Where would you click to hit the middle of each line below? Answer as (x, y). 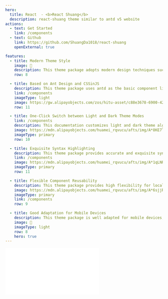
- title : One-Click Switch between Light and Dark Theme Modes (77, 116)
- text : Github (25, 38)
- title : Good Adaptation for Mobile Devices (58, 213)
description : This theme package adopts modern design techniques (85, 70)
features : (15, 56)
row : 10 (22, 139)
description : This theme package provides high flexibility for (82, 185)
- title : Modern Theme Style (40, 61)
